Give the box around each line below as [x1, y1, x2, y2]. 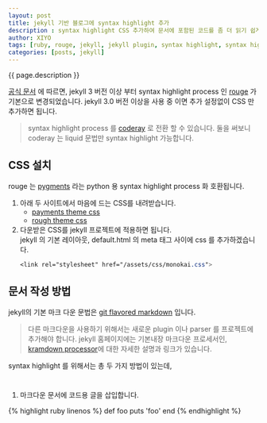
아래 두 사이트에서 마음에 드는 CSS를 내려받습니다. [19, 198, 176, 207]
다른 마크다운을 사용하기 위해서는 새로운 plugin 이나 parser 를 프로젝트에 [27, 324, 254, 333]
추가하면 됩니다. [8, 106, 58, 116]
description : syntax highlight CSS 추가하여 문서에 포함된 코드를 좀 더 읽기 [8, 26, 247, 34]
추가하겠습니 [216, 235, 256, 244]
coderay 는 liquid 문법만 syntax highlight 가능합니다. [27, 133, 195, 143]
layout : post [8, 11, 52, 20]
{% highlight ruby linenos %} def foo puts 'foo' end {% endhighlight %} [8, 406, 242, 415]
